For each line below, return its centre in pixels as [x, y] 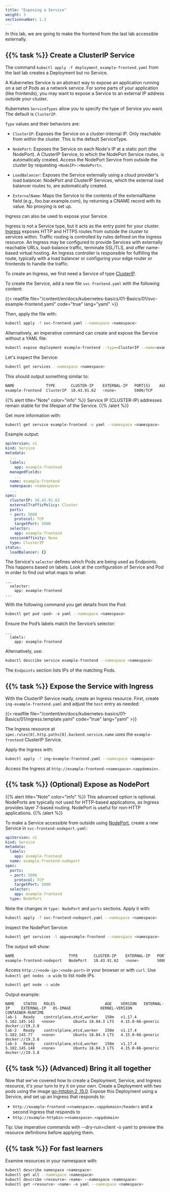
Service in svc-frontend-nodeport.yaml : [46, 828]
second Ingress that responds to [46, 1112]
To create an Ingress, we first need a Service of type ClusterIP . [71, 274]
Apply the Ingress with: [29, 750]
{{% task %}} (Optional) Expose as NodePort [77, 785]
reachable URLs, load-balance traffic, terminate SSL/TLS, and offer [75, 248]
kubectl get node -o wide [32, 985]
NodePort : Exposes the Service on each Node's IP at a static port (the [84, 149]
